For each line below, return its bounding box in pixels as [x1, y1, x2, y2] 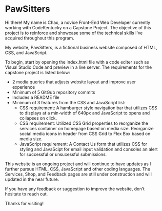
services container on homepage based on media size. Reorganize [19, 125, 154, 131]
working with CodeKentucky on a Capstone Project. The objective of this [5, 24, 151, 30]
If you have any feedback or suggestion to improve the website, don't [5, 186, 145, 192]
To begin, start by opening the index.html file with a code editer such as [5, 59, 149, 65]
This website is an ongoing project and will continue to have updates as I [5, 161, 151, 167]
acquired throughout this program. [5, 35, 75, 41]
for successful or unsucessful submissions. [19, 151, 107, 157]
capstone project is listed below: [5, 69, 71, 75]
